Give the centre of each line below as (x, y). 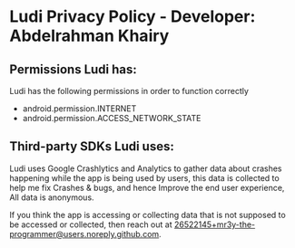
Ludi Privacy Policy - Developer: (133, 17)
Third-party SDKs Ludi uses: (92, 147)
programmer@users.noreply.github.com (84, 234)
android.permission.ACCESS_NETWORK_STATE (112, 118)
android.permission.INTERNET (79, 109)
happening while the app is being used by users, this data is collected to (144, 177)
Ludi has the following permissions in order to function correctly (129, 91)
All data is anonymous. (52, 197)
